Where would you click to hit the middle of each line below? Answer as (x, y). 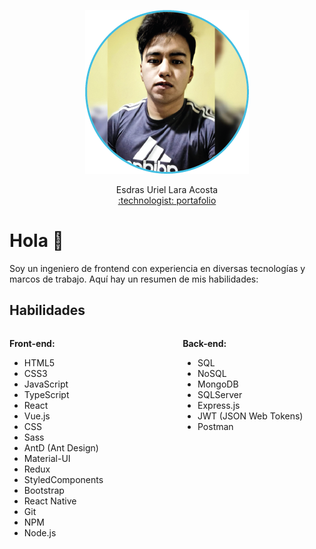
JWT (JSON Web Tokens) (250, 416)
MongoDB (218, 384)
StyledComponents (63, 479)
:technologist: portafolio (167, 200)
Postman (215, 426)
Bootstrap (44, 490)
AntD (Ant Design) (61, 447)
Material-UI (47, 458)
